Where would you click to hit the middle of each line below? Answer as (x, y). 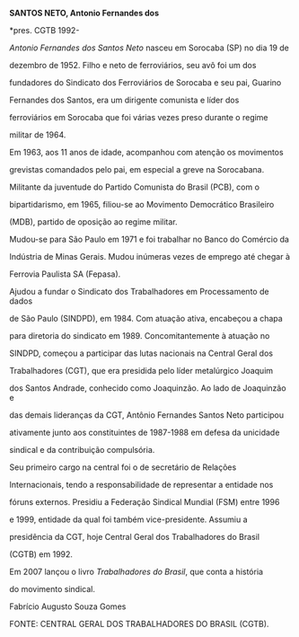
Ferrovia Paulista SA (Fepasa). (65, 274)
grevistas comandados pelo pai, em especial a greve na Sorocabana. (137, 169)
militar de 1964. (38, 135)
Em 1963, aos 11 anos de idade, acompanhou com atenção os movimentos (147, 152)
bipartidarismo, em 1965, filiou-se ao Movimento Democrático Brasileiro (142, 204)
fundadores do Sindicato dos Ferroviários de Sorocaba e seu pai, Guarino (145, 83)
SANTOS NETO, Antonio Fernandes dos (84, 13)
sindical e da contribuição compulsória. (82, 450)
